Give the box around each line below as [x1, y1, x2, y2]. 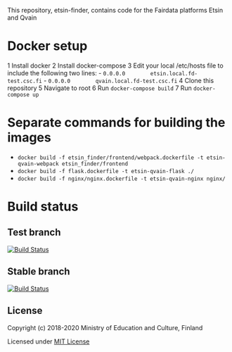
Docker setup [7, 38, 88, 54]
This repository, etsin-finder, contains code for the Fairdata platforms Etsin [7, 6, 224, 14]
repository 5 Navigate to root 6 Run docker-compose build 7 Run [7, 84, 192, 92]
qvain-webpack [17, 160, 59, 168]
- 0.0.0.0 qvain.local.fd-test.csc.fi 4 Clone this [43, 76, 214, 84]
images [7, 130, 51, 146]
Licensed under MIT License [7, 337, 90, 346]
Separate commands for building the [7, 115, 226, 131]
